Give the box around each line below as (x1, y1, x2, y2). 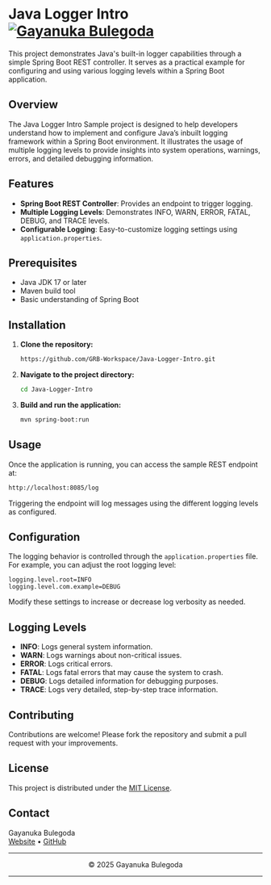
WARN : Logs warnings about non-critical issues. (19, 651, 182, 661)
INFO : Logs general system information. (19, 642, 153, 652)
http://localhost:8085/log (8, 484, 99, 492)
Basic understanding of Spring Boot (19, 295, 140, 304)
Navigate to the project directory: (19, 370, 135, 380)
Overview (8, 98, 59, 111)
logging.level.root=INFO (8, 576, 92, 584)
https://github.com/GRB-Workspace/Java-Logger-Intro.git (19, 355, 216, 363)
